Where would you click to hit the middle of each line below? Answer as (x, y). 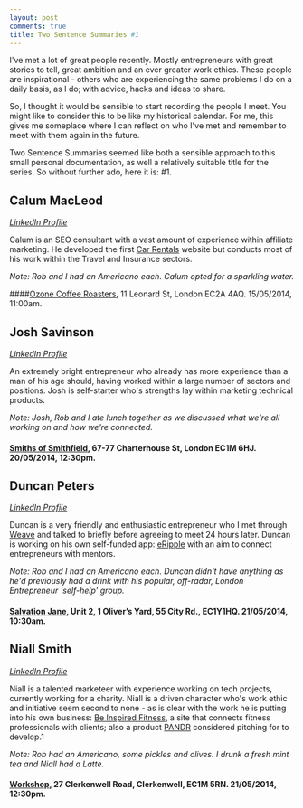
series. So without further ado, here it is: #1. (90, 172)
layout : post (34, 18)
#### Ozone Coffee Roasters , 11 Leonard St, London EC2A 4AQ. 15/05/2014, (151, 294)
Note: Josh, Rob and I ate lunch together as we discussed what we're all (145, 418)
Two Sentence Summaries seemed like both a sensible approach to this (142, 153)
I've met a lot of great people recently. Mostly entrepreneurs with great (142, 61)
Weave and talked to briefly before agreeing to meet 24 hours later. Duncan (150, 535)
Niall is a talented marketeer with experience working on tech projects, (141, 689)
